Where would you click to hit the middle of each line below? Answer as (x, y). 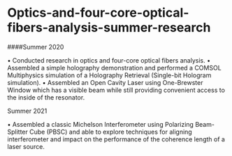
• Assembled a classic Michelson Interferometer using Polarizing (101, 124)
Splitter (17, 132)
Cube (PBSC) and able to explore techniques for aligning (110, 132)
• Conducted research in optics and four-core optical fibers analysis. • (109, 60)
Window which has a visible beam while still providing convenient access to (116, 90)
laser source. (26, 146)
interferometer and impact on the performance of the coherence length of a (116, 139)
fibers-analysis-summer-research (109, 28)
